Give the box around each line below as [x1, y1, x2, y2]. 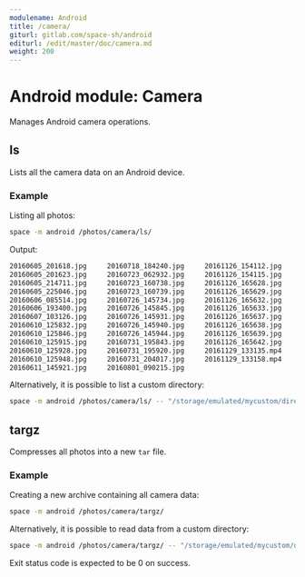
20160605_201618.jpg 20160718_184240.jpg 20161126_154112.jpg [9, 262, 282, 271]
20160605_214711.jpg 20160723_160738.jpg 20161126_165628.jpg [9, 278, 282, 287]
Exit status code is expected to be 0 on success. [9, 558, 191, 569]
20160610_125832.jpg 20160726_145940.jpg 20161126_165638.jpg [9, 321, 282, 330]
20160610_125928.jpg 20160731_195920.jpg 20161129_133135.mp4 [9, 346, 282, 355]
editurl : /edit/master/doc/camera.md [9, 38, 152, 48]
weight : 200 [9, 47, 54, 56]
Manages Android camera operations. [9, 116, 152, 127]
